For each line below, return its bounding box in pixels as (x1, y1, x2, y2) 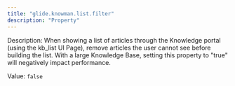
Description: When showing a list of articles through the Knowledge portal (7, 36, 221, 44)
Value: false (7, 71, 43, 80)
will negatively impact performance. (7, 58, 111, 66)
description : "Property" (7, 17, 80, 24)
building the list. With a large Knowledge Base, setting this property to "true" (7, 50, 228, 59)
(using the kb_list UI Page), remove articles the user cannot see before (7, 43, 211, 52)
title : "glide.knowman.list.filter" (7, 10, 114, 17)
